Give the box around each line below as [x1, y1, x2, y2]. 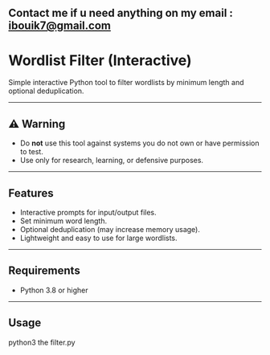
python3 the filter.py [8, 337, 76, 347]
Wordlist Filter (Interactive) [8, 51, 192, 69]
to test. [19, 147, 44, 157]
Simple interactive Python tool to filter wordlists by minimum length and [8, 78, 244, 88]
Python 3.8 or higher [19, 285, 88, 295]
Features [8, 186, 54, 200]
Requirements [8, 264, 80, 278]
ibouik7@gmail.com [8, 19, 111, 33]
